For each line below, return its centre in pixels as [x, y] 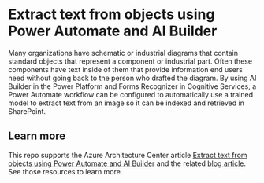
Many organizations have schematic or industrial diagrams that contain [123, 53]
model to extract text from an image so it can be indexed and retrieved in [126, 103]
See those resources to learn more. [65, 171]
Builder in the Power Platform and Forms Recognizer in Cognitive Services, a [132, 86]
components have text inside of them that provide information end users [125, 69]
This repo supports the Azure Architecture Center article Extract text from [128, 155]
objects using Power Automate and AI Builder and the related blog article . [127, 163]
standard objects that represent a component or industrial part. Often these [130, 61]
